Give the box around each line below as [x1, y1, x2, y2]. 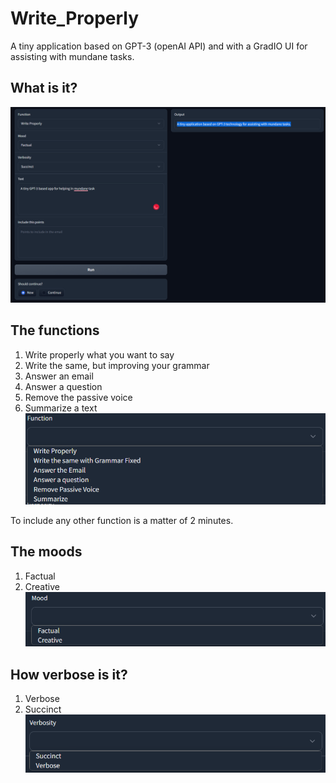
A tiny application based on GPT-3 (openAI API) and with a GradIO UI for [10, 40, 308, 52]
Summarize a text [24, 402, 98, 414]
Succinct [24, 703, 62, 715]
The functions [10, 322, 100, 339]
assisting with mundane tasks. [10, 50, 135, 62]
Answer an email [24, 370, 94, 382]
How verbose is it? [10, 666, 128, 683]
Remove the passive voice [24, 391, 133, 403]
